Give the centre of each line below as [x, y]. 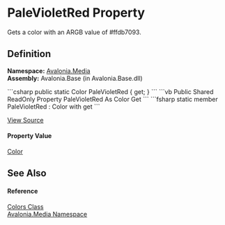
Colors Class [25, 206]
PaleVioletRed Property [76, 13]
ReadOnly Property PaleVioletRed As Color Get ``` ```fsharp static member [113, 99]
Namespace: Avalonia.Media [49, 70]
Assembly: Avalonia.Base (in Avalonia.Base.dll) [75, 78]
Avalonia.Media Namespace [47, 214]
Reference [23, 191]
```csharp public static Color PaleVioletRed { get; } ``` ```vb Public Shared [110, 91]
